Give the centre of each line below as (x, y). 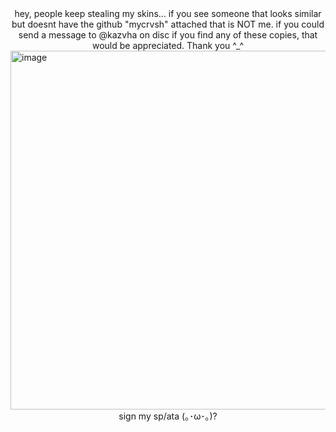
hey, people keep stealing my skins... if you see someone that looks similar (168, 13)
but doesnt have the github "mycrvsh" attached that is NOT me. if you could (168, 24)
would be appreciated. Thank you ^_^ (167, 45)
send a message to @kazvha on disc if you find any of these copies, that (168, 35)
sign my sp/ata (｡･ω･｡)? (168, 416)
